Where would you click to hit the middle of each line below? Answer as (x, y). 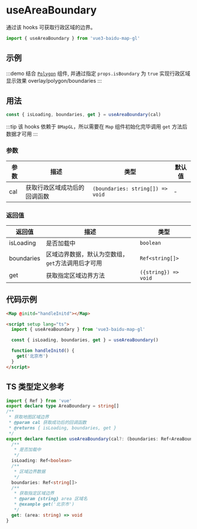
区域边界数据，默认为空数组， (87, 254)
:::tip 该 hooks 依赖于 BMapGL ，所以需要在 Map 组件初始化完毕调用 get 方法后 (97, 127)
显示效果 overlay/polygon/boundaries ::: (54, 80)
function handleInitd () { (43, 351)
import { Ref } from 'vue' (39, 401)
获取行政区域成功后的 (55, 187)
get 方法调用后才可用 (74, 263)
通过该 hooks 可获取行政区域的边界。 (51, 27)
